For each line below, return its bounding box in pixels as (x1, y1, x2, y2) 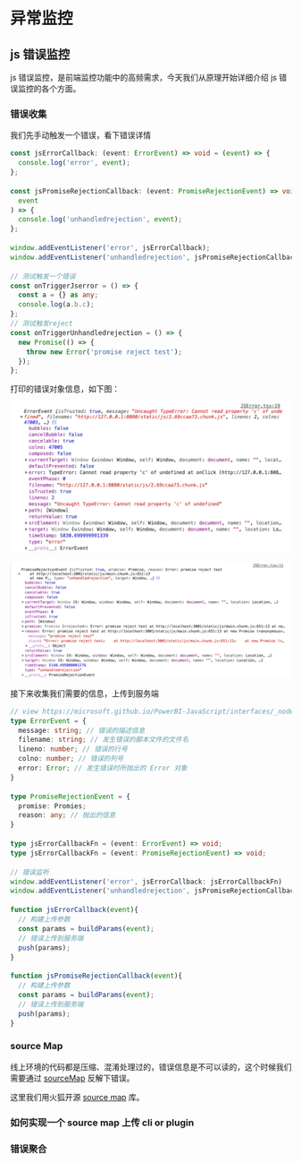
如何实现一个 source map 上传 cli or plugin (10, 1116, 195, 1129)
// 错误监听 (10, 867, 50, 876)
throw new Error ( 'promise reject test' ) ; (26, 347, 182, 357)
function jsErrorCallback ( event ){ (10, 906, 139, 915)
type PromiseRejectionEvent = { (10, 792, 130, 801)
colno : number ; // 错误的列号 (18, 754, 124, 763)
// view (10, 707, 39, 716)
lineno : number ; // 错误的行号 (18, 745, 128, 754)
